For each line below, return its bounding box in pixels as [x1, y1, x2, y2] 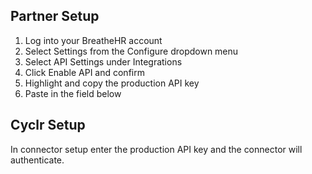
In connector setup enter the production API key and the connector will [10, 143, 303, 155]
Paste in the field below [24, 87, 122, 99]
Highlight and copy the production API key [24, 77, 200, 89]
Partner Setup [10, 8, 100, 25]
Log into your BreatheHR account [24, 34, 163, 46]
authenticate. [10, 154, 65, 166]
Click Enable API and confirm [24, 66, 145, 78]
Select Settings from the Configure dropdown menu [24, 45, 239, 57]
